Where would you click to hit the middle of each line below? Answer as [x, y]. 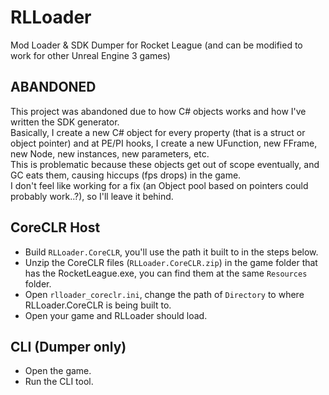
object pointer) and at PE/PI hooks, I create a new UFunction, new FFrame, [164, 143]
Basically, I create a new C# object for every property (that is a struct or [158, 132]
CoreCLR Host [55, 227]
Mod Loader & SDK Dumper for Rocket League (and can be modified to [156, 45]
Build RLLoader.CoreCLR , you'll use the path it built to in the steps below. [171, 252]
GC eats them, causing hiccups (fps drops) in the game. [126, 175]
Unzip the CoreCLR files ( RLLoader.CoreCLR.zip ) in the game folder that [171, 262]
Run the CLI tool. [59, 382]
